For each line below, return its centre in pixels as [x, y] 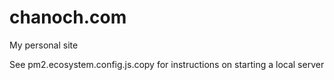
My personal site [44, 45]
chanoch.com [68, 17]
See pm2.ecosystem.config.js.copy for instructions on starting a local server [167, 64]
